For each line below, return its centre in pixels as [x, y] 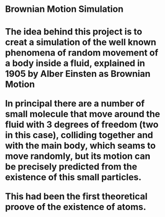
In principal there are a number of [75, 104]
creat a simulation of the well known [81, 42]
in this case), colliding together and [79, 135]
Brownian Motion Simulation [64, 9]
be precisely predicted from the [71, 167]
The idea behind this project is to [74, 32]
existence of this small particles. [73, 177]
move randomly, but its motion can [78, 156]
